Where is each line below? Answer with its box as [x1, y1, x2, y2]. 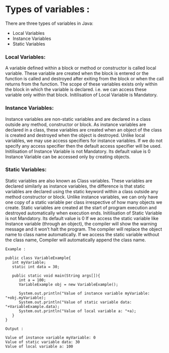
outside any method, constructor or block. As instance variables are [5, 121, 146, 127]
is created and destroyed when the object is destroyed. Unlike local [5, 132, 145, 138]
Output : [5, 326, 24, 331]
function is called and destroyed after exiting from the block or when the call [5, 76, 164, 82]
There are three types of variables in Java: [5, 20, 93, 26]
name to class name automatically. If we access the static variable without [5, 231, 159, 237]
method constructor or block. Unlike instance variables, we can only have [5, 194, 158, 200]
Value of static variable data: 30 [5, 339, 80, 344]
